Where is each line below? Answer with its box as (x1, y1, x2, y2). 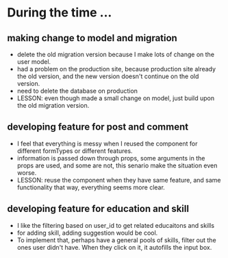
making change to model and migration (7, 32, 178, 44)
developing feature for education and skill (7, 203, 190, 215)
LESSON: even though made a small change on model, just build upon (16, 94, 215, 102)
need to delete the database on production (16, 87, 138, 95)
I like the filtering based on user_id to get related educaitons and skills (16, 221, 214, 229)
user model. (16, 58, 51, 66)
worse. (16, 168, 37, 176)
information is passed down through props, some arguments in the (16, 154, 205, 162)
